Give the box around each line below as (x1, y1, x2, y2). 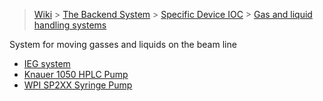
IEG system (23, 58, 71, 69)
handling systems (33, 19, 107, 31)
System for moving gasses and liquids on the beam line (9, 39, 237, 50)
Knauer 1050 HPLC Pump (23, 69, 129, 80)
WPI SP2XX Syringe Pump (23, 79, 133, 91)
